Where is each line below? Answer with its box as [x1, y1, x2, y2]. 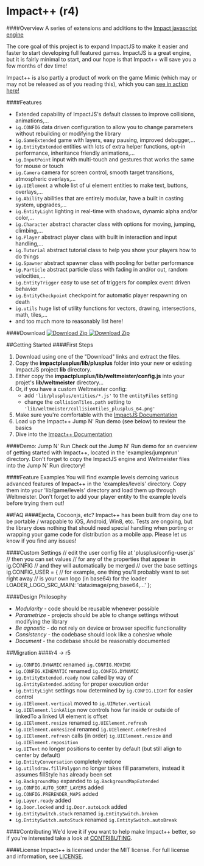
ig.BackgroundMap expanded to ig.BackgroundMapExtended [15, 777, 160, 784]
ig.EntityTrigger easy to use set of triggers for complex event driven [15, 278, 191, 286]
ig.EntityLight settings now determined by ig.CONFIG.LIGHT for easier [15, 686, 193, 694]
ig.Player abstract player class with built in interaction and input [15, 233, 178, 241]
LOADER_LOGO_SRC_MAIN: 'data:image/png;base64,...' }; [6, 581, 152, 588]
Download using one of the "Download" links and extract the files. [15, 353, 181, 360]
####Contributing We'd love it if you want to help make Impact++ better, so [6, 828, 196, 835]
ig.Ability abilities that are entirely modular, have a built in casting [15, 194, 184, 202]
